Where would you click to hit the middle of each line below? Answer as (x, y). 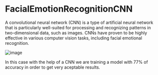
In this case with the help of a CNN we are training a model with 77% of (77, 62)
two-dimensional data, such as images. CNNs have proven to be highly (76, 33)
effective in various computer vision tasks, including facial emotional (74, 38)
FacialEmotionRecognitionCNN (69, 9)
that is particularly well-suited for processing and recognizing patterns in (78, 27)
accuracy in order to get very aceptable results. (53, 67)
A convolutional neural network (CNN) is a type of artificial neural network (79, 22)
